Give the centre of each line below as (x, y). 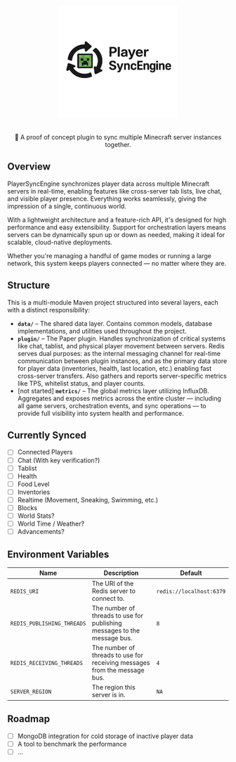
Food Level (33, 484)
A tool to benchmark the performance (72, 744)
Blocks (27, 507)
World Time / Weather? (51, 523)
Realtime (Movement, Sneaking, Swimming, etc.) (88, 500)
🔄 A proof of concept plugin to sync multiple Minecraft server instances (118, 137)
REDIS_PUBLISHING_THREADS (48, 623)
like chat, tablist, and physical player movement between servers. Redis (121, 345)
